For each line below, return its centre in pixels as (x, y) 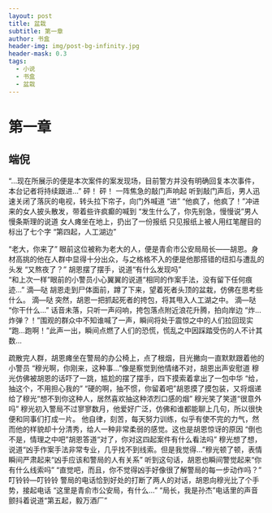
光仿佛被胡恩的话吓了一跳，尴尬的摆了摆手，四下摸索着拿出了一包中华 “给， (136, 378)
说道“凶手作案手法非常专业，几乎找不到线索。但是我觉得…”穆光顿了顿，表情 (135, 449)
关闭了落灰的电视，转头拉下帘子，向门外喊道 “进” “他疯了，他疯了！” (130, 201)
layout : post (30, 16)
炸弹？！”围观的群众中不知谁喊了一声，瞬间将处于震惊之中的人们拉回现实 (131, 320)
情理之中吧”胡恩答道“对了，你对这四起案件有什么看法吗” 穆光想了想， (146, 439)
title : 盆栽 (27, 24)
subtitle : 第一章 (36, 31)
